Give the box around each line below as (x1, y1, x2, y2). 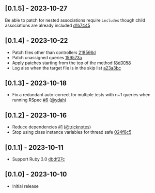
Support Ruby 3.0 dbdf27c (12, 156, 65, 162)
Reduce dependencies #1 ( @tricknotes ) (12, 124, 91, 130)
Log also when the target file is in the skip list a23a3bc (12, 65, 121, 70)
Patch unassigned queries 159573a (12, 54, 82, 60)
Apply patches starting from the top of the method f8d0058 (12, 60, 131, 66)
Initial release (12, 183, 39, 189)
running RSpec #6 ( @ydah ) (12, 97, 67, 103)
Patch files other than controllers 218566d (12, 49, 96, 55)
